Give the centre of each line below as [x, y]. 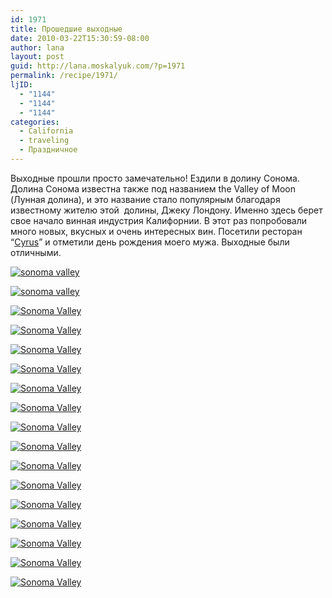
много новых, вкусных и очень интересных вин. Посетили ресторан [156, 231]
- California [46, 131]
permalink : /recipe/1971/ [64, 76]
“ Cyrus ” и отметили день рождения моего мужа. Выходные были [150, 242]
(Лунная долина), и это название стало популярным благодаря [145, 199]
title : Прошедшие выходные [66, 29]
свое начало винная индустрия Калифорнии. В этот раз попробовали [159, 220]
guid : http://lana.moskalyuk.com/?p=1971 [98, 66]
